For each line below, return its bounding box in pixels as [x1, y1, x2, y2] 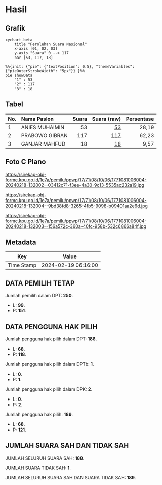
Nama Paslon [21, 115, 54, 122]
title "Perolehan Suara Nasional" [14, 42, 87, 47]
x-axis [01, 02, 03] [14, 46, 58, 51]
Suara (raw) [92, 115, 121, 122]
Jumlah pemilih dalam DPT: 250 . [5, 293, 73, 299]
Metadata [5, 238, 36, 247]
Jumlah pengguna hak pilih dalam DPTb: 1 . [5, 361, 94, 367]
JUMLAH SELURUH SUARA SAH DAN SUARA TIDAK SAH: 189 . [5, 474, 136, 480]
